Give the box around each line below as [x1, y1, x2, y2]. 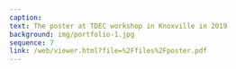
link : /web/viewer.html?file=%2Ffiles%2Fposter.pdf [9, 47, 207, 56]
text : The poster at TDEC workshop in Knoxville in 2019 [9, 22, 228, 30]
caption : [9, 13, 42, 22]
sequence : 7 [9, 38, 54, 47]
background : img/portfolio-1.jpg [9, 30, 135, 39]
